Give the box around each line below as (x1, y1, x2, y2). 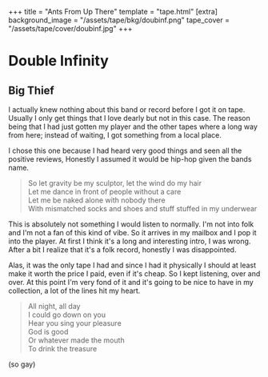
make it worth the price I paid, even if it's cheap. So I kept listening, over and (8, 269, 261, 279)
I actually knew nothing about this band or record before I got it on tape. (8, 105, 246, 114)
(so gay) (8, 359, 36, 369)
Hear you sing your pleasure (27, 319, 122, 327)
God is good (27, 327, 69, 336)
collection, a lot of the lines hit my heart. (8, 286, 141, 295)
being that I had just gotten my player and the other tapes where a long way (8, 122, 258, 131)
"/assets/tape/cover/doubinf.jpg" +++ (8, 24, 133, 33)
